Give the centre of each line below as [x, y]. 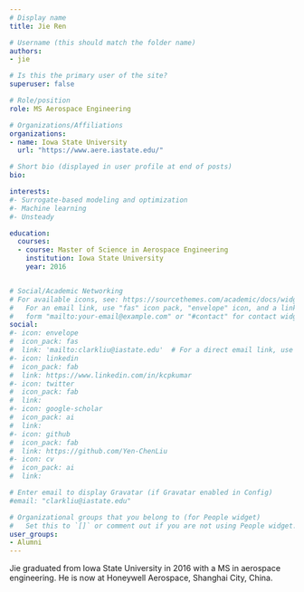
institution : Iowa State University [95, 259]
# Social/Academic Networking [66, 291]
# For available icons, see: [64, 300]
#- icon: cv [32, 459]
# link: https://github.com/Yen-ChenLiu [89, 451]
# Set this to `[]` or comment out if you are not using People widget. [153, 526]
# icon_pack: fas [44, 342]
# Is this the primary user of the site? [89, 76]
